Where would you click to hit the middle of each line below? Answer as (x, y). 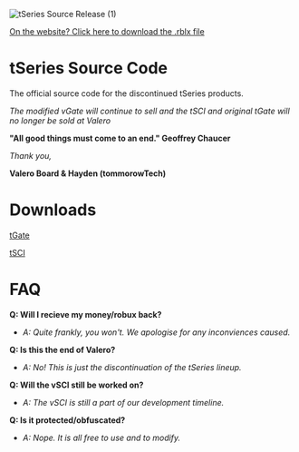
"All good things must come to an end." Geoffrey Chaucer (120, 138)
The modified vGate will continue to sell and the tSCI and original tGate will (149, 111)
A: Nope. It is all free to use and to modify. (101, 437)
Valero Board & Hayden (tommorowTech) (87, 173)
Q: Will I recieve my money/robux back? (86, 314)
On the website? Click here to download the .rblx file (107, 31)
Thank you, (31, 155)
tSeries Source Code (89, 69)
